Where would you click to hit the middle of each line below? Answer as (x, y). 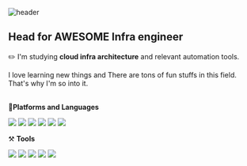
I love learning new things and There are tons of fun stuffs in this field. (123, 74)
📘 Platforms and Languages (53, 107)
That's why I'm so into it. (48, 83)
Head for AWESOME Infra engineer (96, 37)
